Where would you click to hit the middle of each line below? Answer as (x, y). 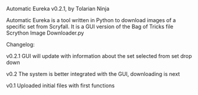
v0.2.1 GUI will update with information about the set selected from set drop (99, 56)
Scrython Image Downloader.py (45, 33)
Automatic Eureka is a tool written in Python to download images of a (91, 20)
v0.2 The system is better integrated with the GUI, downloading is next (93, 74)
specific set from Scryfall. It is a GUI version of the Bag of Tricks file (90, 27)
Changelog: (20, 45)
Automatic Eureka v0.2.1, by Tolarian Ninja (58, 9)
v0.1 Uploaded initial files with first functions (60, 85)
